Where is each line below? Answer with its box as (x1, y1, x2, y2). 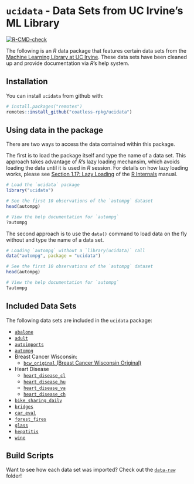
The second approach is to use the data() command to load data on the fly (6, 230, 188, 237)
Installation (6, 77, 48, 87)
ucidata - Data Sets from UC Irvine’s (6, 4, 183, 18)
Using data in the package (6, 125, 104, 135)
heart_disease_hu (23, 379, 66, 385)
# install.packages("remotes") (6, 104, 83, 109)
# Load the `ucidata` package (6, 182, 80, 188)
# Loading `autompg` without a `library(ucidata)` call (6, 248, 145, 253)
